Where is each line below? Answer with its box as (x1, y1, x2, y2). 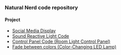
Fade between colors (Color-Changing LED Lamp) (12, 44, 117, 50)
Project (5, 17, 21, 23)
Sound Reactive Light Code (12, 33, 69, 39)
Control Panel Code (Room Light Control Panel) (12, 38, 111, 44)
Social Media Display (12, 28, 56, 34)
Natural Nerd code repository (5, 4, 78, 11)
